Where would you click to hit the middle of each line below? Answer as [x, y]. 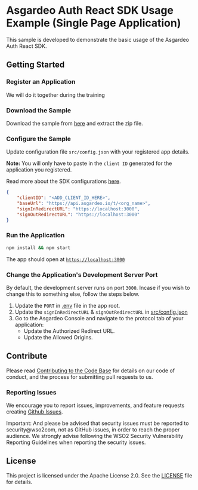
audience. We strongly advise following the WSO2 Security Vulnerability [95, 436]
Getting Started [35, 65]
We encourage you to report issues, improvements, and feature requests [95, 405]
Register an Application [41, 82]
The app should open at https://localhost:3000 [66, 259]
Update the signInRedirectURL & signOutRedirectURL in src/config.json [101, 312]
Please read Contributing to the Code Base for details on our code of [90, 370]
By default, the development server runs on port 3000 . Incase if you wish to [98, 287]
